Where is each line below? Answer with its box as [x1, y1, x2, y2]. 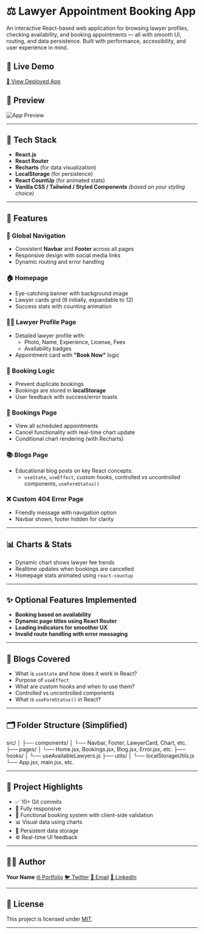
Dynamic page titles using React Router [15, 617, 117, 625]
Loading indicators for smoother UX [15, 624, 108, 631]
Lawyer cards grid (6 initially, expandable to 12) [15, 297, 134, 304]
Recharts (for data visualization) [15, 164, 97, 171]
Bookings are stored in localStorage [15, 387, 106, 394]
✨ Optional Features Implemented [6, 595, 137, 605]
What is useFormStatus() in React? [15, 696, 101, 703]
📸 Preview [6, 96, 45, 106]
